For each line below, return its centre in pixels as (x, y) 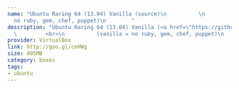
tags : (15, 67)
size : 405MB (25, 54)
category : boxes (31, 60)
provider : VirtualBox (39, 40)
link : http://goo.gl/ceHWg (47, 47)
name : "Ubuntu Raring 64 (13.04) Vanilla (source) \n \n (106, 14)
